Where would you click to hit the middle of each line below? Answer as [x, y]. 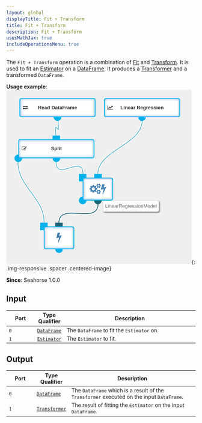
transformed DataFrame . [35, 75]
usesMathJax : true [29, 38]
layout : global [25, 13]
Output [20, 359]
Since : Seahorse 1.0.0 [33, 280]
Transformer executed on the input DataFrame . [127, 397]
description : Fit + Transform [44, 32]
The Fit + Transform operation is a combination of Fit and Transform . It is [97, 62]
